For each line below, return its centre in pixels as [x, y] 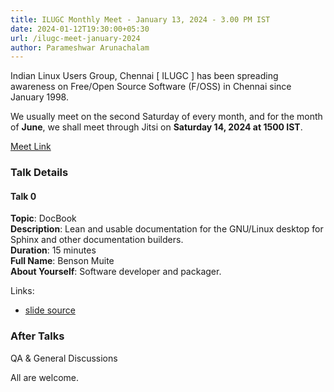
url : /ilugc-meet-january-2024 [75, 38]
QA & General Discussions [64, 358]
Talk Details [39, 173]
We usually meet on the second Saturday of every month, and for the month [166, 117]
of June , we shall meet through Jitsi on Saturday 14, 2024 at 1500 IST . [156, 127]
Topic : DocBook [43, 218]
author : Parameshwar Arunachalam [80, 47]
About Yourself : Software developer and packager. [116, 272]
